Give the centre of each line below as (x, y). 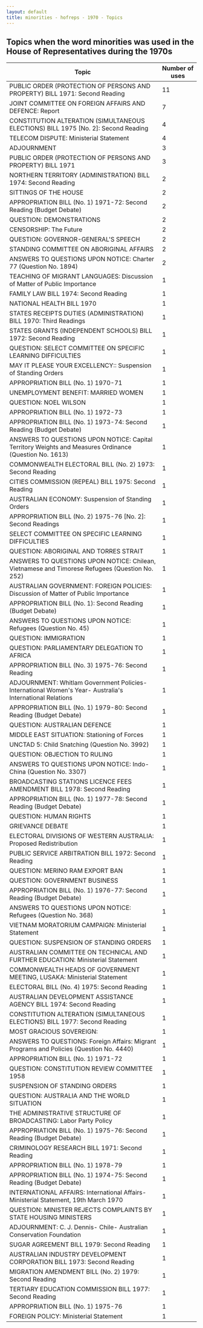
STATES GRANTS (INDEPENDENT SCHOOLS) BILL (81, 331)
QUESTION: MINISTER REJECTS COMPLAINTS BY (81, 1210)
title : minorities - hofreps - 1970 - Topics (64, 18)
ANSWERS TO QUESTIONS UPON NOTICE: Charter (82, 259)
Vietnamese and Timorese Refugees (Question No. (81, 569)
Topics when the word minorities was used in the (100, 42)
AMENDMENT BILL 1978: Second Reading (70, 789)
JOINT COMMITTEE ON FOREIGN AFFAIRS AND (77, 103)
